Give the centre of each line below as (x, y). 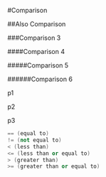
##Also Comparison (37, 24)
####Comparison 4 (36, 52)
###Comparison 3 (34, 38)
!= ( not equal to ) (35, 140)
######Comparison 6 (40, 79)
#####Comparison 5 (38, 65)
